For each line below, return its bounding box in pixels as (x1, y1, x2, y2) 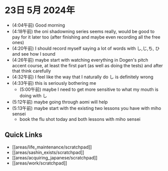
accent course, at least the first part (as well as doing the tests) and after (12, 62, 163, 68)
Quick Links (5, 131, 43, 139)
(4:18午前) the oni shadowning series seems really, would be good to (12, 28, 155, 34)
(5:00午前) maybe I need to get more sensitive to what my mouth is (19, 86, 159, 92)
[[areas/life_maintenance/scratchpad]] (12, 144, 92, 150)
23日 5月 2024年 (5, 5, 75, 16)
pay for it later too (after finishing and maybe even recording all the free (12, 34, 160, 40)
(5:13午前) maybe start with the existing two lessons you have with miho (12, 105, 161, 111)
